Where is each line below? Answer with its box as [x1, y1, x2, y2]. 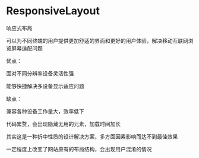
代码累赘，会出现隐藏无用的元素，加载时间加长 [6, 120, 121, 127]
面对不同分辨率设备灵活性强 [6, 69, 74, 77]
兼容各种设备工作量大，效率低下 [6, 108, 84, 115]
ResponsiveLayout [6, 4, 100, 18]
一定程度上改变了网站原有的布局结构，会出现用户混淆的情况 [6, 146, 152, 153]
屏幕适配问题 [11, 45, 43, 52]
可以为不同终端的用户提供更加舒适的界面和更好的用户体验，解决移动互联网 [6, 37, 188, 44]
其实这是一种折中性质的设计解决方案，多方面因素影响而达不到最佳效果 [6, 132, 178, 140]
